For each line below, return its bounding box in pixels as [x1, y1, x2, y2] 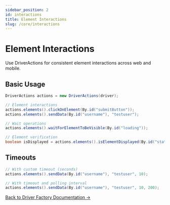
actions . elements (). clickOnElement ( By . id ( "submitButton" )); [5, 107, 135, 112]
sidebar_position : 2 [5, 7, 49, 13]
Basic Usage [5, 80, 46, 88]
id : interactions [5, 12, 42, 17]
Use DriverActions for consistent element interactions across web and [5, 60, 151, 66]
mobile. [5, 65, 21, 71]
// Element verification [5, 135, 58, 140]
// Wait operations [5, 121, 47, 126]
